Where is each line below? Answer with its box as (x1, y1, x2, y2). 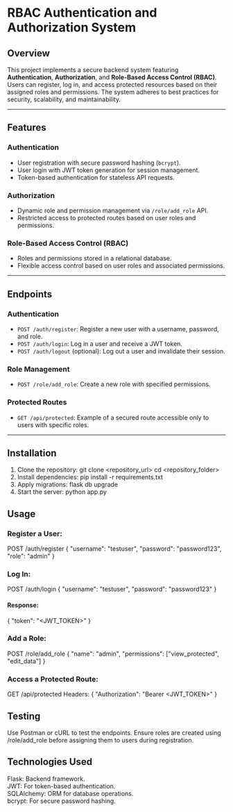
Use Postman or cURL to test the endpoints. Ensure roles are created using (7, 728, 222, 737)
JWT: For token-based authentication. (7, 781, 116, 790)
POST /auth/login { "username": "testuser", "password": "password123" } (7, 585, 217, 593)
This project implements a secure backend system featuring (7, 66, 179, 74)
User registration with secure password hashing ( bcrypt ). (17, 158, 182, 167)
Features (7, 122, 46, 133)
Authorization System (7, 19, 137, 35)
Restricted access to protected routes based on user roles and (17, 213, 196, 222)
